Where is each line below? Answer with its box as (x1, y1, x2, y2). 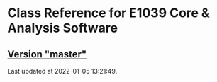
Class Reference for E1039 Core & (7, 5, 211, 21)
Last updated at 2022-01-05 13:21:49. (7, 67, 118, 75)
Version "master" (7, 48, 87, 60)
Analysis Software (7, 20, 118, 36)
